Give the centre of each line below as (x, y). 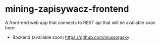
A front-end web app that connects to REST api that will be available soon (80, 22)
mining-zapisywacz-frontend (67, 9)
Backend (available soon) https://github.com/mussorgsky (71, 37)
